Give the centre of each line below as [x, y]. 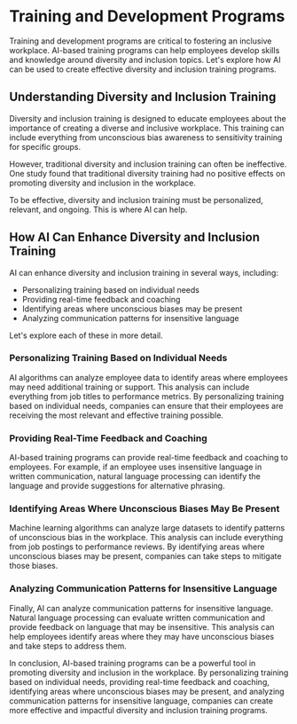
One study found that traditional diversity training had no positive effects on [147, 173]
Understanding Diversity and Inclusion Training [143, 97]
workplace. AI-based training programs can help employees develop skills [145, 50]
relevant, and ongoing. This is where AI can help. [98, 209]
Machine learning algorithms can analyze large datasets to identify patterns [147, 528]
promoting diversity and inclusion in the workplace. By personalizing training [149, 673]
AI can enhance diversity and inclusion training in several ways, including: [144, 272]
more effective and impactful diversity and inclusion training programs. [138, 710]
